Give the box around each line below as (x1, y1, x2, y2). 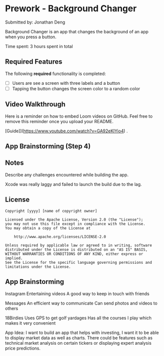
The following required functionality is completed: (5, 71, 106, 76)
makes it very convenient (5, 320, 56, 326)
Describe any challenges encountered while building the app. (5, 172, 129, 178)
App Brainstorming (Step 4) (5, 142, 91, 151)
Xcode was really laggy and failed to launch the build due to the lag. (5, 181, 142, 187)
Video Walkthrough (5, 100, 66, 108)
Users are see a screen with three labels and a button (12, 80, 120, 86)
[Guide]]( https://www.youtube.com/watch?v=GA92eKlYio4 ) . (5, 128, 128, 134)
